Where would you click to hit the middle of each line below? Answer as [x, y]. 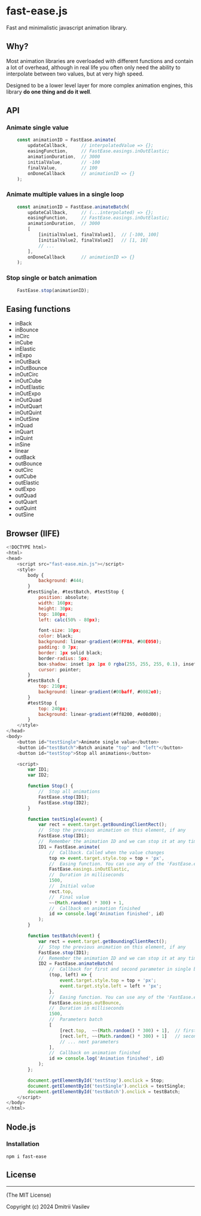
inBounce [27, 330]
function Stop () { [51, 786]
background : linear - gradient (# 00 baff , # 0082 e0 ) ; [100, 692]
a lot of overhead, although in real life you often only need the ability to [93, 67]
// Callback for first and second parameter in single [120, 970]
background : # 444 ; [61, 581]
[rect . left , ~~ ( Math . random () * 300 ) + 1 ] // [120, 1036]
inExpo [23, 356]
